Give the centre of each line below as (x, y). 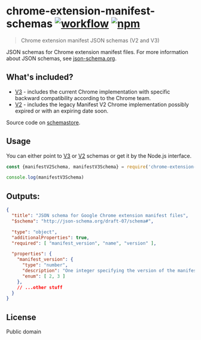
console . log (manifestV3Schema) (45, 177)
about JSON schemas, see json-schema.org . (61, 58)
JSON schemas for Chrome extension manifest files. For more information (97, 52)
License (21, 317)
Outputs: (23, 196)
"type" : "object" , (35, 232)
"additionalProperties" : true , (51, 237)
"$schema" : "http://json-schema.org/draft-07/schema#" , (83, 221)
